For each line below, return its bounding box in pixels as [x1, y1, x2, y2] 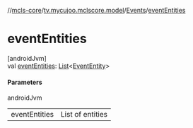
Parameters [7, 78, 42, 86]
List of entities [60, 110, 108, 120]
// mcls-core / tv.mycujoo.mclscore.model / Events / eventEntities [7, 6, 186, 14]
